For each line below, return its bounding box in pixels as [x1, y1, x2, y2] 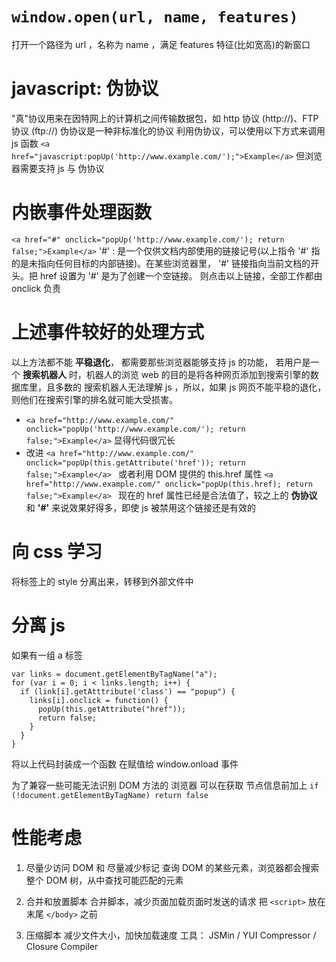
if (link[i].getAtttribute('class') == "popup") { [20, 686, 236, 697]
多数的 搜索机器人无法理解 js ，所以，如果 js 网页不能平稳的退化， [54, 381, 327, 393]
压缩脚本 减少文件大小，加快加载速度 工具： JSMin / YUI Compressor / [25, 929, 317, 941]
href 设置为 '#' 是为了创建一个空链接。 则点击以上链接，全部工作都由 [39, 269, 323, 282]
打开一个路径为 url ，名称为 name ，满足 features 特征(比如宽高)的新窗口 [11, 38, 311, 50]
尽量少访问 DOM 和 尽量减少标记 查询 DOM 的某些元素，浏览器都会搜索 [25, 861, 320, 873]
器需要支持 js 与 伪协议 [11, 162, 105, 174]
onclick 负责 [11, 282, 62, 294]
